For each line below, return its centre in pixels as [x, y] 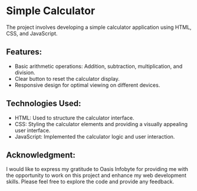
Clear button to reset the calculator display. [67, 78]
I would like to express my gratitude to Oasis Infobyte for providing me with [97, 169]
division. [25, 73]
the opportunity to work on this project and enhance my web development [96, 176]
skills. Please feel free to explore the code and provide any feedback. [90, 182]
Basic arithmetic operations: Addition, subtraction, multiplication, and [98, 66]
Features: [24, 52]
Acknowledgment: [41, 155]
